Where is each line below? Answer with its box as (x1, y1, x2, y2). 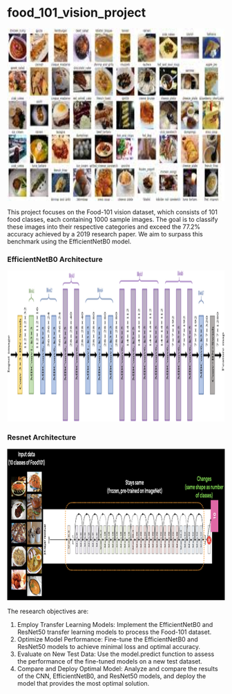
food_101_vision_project (7, 5, 146, 21)
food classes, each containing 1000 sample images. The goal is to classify (7, 215, 219, 223)
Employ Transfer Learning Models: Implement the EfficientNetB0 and (17, 620, 213, 628)
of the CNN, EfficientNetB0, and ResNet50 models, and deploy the (17, 672, 206, 680)
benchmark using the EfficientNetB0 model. (7, 237, 132, 245)
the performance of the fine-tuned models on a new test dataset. (17, 657, 202, 665)
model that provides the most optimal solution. (17, 679, 150, 687)
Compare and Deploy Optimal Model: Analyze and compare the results (17, 664, 219, 673)
